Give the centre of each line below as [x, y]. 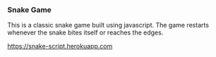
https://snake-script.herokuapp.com [60, 46]
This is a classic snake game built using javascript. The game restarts [108, 25]
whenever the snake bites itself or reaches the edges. [85, 32]
